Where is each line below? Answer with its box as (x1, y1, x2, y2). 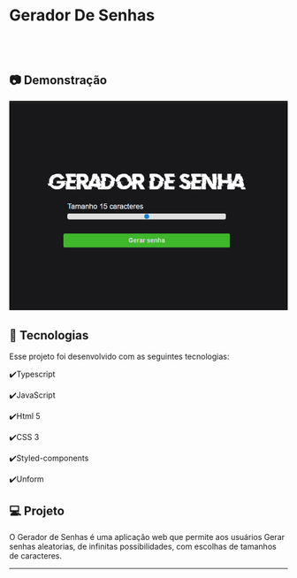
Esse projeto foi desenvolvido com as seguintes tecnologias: (9, 351, 230, 362)
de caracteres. (9, 550, 63, 561)
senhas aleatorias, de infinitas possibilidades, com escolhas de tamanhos (9, 541, 277, 551)
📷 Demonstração (9, 72, 108, 87)
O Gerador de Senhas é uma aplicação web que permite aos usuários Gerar (9, 531, 286, 542)
